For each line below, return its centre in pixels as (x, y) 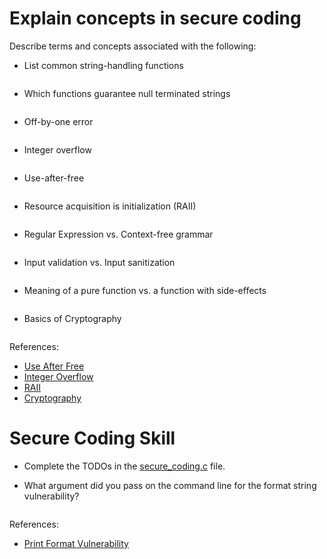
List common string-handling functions (103, 65)
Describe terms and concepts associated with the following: (133, 46)
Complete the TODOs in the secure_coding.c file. (124, 466)
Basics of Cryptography (72, 318)
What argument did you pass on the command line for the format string (170, 485)
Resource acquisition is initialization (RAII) (110, 206)
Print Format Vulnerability (76, 543)
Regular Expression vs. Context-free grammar (118, 234)
